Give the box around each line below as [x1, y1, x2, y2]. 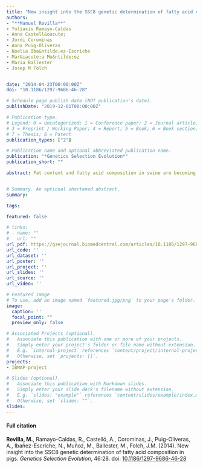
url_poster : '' [6, 258, 45, 264]
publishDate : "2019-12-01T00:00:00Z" [6, 103, 101, 109]
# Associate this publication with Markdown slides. [6, 381, 147, 387]
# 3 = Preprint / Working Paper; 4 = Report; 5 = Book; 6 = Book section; [6, 125, 199, 132]
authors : [6, 15, 28, 21]
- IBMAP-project [6, 364, 47, 371]
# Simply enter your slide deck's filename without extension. [6, 386, 174, 393]
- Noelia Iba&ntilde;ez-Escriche [6, 48, 91, 54]
